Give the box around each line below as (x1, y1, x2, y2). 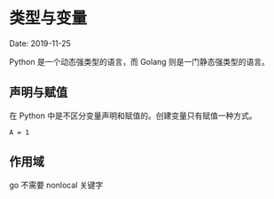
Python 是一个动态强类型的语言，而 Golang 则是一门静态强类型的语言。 (9, 56, 270, 67)
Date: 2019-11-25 (9, 37, 71, 49)
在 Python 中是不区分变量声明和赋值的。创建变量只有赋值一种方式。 (9, 110, 257, 121)
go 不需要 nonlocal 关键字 (9, 179, 104, 190)
